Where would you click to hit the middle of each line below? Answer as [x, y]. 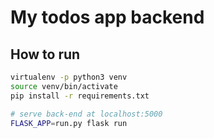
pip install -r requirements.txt [80, 96]
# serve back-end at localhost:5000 [86, 114]
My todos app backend [107, 17]
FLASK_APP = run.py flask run [69, 123]
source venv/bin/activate [64, 86]
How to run [45, 54]
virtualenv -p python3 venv [69, 77]
